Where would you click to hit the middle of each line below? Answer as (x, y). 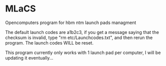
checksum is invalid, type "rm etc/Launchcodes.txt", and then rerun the (79, 37)
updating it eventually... (29, 57)
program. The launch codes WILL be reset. (49, 42)
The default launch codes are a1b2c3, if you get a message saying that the (82, 32)
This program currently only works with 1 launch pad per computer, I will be (83, 52)
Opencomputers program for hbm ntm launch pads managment (71, 22)
